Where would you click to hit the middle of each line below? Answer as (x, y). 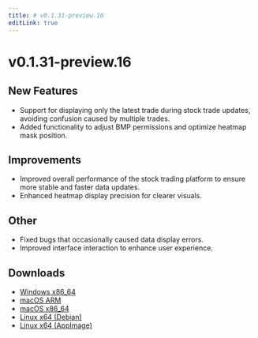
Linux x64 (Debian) (51, 317)
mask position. (43, 135)
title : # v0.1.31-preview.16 (56, 15)
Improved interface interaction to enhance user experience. (116, 248)
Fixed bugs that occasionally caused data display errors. (111, 240)
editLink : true (33, 23)
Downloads (37, 273)
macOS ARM (40, 300)
